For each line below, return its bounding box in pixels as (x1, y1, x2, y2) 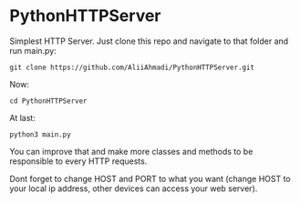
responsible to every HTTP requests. (9, 156, 148, 167)
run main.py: (9, 45, 57, 56)
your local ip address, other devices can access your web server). (9, 183, 258, 194)
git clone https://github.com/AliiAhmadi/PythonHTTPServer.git (9, 63, 255, 72)
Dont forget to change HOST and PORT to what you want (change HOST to (9, 173, 291, 184)
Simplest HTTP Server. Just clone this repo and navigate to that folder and (9, 36, 289, 46)
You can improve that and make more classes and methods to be (9, 146, 253, 157)
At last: (9, 112, 36, 123)
